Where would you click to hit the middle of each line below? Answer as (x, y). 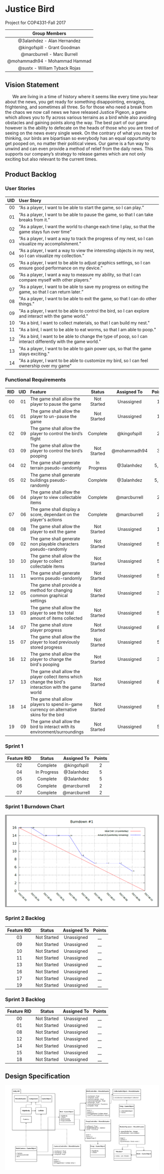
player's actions (46, 520)
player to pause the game (56, 404)
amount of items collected (56, 618)
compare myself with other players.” (55, 280)
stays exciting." (34, 354)
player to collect (46, 561)
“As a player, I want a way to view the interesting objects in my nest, (87, 251)
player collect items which (56, 677)
